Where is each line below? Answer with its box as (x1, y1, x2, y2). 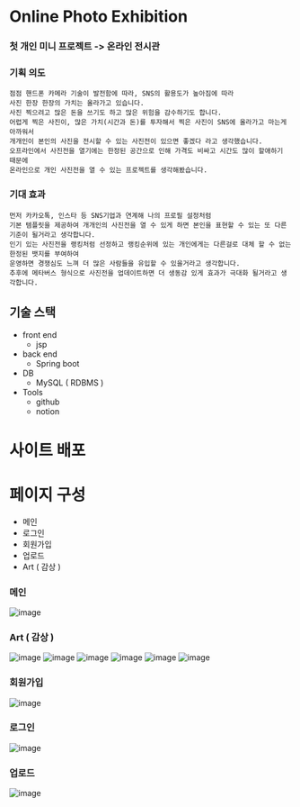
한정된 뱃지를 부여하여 (9, 249, 79, 258)
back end (22, 349, 57, 359)
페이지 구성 (9, 485, 86, 505)
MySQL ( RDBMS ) (35, 376, 104, 388)
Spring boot (35, 358, 80, 368)
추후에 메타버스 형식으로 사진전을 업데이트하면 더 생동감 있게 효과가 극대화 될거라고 (9, 268, 278, 277)
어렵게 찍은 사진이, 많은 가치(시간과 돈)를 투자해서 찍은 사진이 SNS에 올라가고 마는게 (9, 118, 287, 127)
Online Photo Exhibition (9, 6, 189, 27)
